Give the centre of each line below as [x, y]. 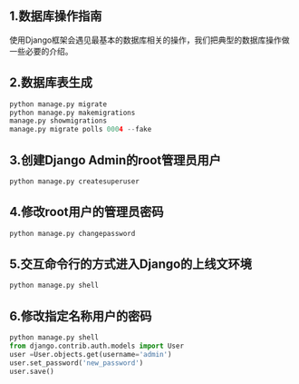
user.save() [32, 371]
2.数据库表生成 [51, 83]
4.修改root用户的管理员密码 [87, 212]
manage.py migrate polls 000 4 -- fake [81, 130]
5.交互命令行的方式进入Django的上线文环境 [130, 264]
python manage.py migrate [58, 104]
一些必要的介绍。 [41, 51]
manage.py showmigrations [58, 121]
